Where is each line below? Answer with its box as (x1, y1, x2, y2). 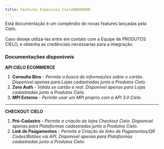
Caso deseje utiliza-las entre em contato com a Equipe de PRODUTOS (5, 36, 146, 42)
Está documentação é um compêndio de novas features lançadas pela (5, 20, 147, 26)
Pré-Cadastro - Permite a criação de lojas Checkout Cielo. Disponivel (12, 118, 153, 124)
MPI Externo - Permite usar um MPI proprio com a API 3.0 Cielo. (12, 94, 142, 100)
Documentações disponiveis (5, 53, 75, 60)
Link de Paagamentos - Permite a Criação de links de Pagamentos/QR (12, 128, 155, 134)
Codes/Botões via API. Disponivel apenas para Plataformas (12, 133, 133, 139)
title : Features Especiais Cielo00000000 (5, 7, 91, 12)
